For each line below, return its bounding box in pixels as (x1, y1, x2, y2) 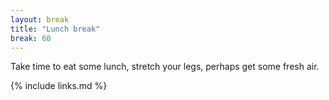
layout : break (10, 14, 70, 25)
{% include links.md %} (10, 80, 108, 92)
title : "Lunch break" (10, 24, 101, 34)
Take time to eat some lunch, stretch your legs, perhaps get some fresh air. (10, 61, 320, 73)
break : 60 (10, 33, 52, 43)
